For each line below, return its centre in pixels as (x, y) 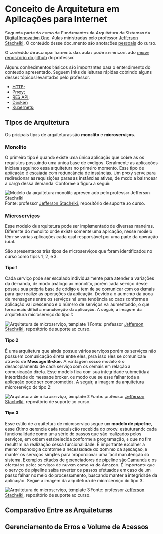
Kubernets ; (23, 107)
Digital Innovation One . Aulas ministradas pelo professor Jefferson (72, 38)
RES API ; (21, 97)
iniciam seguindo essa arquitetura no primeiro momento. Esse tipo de (75, 168)
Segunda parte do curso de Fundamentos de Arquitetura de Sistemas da (78, 33)
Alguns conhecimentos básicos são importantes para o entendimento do (78, 67)
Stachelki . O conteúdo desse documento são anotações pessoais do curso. (81, 43)
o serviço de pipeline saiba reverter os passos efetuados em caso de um (78, 470)
